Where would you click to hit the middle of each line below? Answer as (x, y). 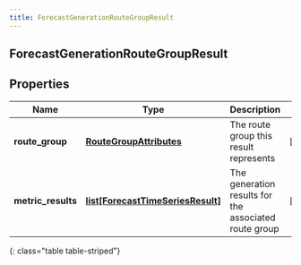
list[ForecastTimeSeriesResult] (153, 201)
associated (253, 218)
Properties (39, 85)
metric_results (46, 201)
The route (250, 124)
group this (251, 135)
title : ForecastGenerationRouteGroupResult (92, 17)
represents (253, 158)
